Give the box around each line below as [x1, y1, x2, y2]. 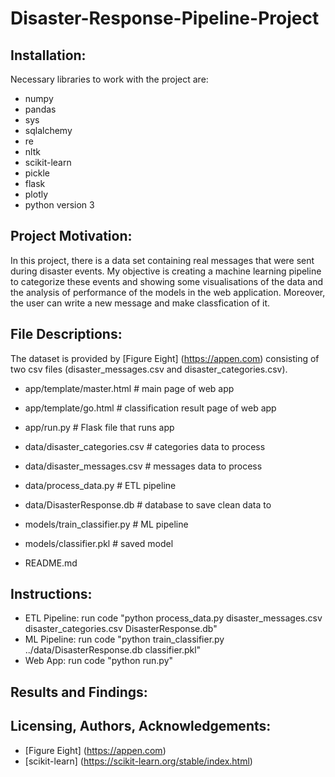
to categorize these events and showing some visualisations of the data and [10, 275, 324, 287]
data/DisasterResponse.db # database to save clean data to [24, 498, 272, 511]
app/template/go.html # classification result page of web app [24, 402, 277, 414]
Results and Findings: [10, 683, 148, 701]
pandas [24, 103, 57, 115]
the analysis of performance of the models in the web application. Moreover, [10, 286, 326, 298]
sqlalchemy [24, 125, 73, 136]
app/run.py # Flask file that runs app [24, 421, 175, 433]
